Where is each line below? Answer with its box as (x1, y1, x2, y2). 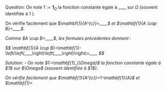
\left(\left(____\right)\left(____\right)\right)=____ (5, 50, 98, 56)
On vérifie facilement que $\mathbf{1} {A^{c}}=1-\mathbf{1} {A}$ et (5, 75, 140, 81)
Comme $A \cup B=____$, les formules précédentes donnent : (5, 35, 131, 41)
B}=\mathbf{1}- (50, 45, 82, 51)
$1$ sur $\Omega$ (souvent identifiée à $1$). (5, 65, 98, 71)
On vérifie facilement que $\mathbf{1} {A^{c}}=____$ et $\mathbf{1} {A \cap (5, 20, 157, 26)
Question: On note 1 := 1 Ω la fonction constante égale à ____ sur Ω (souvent (5, 4, 158, 11)
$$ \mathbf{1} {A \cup (5, 45, 50, 51)
